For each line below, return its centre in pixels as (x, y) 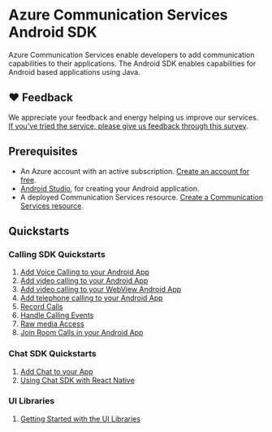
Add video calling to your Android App (84, 281)
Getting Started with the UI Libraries (80, 419)
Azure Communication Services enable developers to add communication (132, 55)
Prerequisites (43, 152)
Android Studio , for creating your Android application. (110, 188)
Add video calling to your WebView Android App (101, 290)
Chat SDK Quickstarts (53, 354)
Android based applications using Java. (74, 72)
